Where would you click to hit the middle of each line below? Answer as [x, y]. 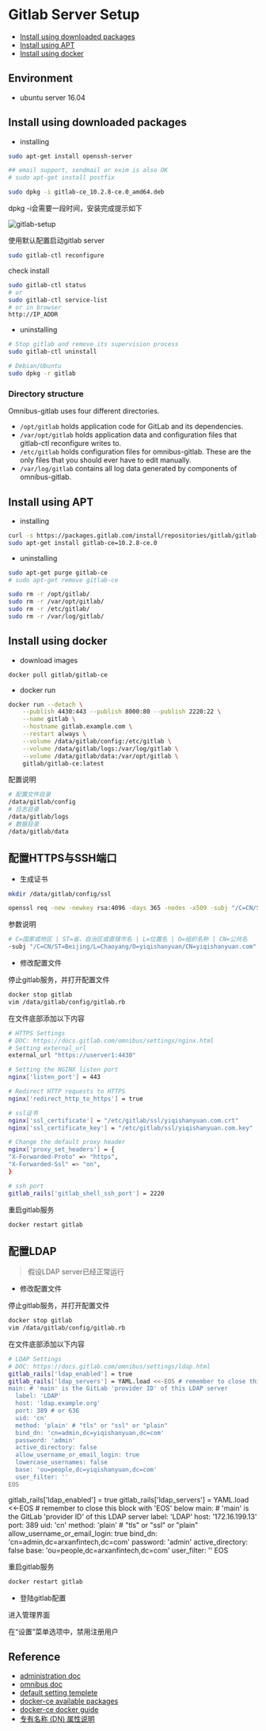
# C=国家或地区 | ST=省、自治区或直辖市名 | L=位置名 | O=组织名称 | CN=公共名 [128, 939]
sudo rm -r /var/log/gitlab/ [56, 616]
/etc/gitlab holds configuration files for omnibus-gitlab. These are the [135, 452]
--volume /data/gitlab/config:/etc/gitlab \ [97, 741]
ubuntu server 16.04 [52, 98]
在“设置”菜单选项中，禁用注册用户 [63, 1631]
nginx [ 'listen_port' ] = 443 [55, 1077]
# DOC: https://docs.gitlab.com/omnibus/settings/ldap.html [110, 1366]
